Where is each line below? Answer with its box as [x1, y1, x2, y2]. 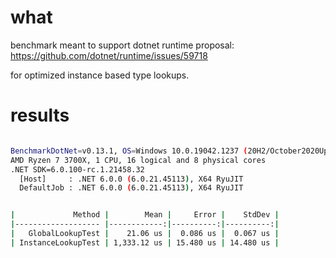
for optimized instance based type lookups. [10, 69, 190, 81]
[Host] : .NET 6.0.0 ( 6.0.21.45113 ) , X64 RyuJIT [19, 174, 244, 184]
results [10, 104, 70, 127]
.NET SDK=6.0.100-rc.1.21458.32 [10, 164, 145, 175]
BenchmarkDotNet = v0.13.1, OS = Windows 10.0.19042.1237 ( [10, 146, 248, 156]
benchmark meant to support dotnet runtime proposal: [10, 39, 235, 51]
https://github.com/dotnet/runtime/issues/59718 [10, 49, 208, 61]
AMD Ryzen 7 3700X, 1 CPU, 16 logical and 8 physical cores [10, 155, 267, 165]
